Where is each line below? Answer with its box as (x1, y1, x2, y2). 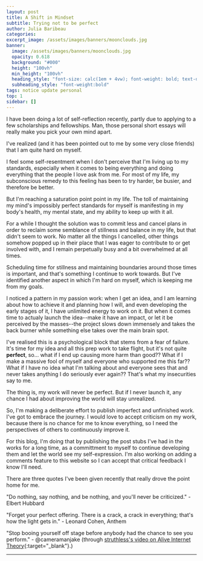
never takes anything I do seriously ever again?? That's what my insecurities (6, 370, 196, 377)
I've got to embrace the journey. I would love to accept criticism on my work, (6, 413, 197, 420)
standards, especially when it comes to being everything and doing (6, 164, 173, 172)
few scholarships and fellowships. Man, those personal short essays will (6, 121, 186, 129)
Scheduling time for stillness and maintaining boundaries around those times (6, 263, 197, 271)
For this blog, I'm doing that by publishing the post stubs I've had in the (6, 437, 183, 444)
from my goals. (6, 283, 44, 290)
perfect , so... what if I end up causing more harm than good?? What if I (6, 351, 183, 358)
